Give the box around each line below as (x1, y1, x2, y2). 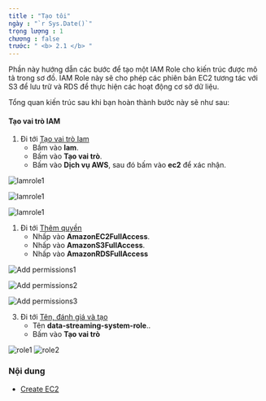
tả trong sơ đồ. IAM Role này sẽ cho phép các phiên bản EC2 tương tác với (8, 73, 259, 83)
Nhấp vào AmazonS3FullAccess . (32, 241, 146, 251)
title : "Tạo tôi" (8, 11, 71, 20)
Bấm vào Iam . (32, 143, 79, 153)
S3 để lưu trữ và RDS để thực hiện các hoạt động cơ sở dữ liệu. (8, 82, 220, 92)
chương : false (8, 34, 60, 43)
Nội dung (8, 365, 46, 377)
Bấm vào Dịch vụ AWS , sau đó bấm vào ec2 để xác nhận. (32, 160, 226, 170)
